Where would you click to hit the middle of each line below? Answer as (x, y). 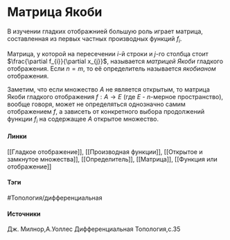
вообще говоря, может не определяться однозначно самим (96, 104)
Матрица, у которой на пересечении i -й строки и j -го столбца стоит (108, 53)
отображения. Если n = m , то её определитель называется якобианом (112, 68)
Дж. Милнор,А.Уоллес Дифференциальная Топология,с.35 (94, 229)
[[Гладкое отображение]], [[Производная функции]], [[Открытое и (105, 152)
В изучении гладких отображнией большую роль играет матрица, (105, 31)
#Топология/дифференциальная (55, 198)
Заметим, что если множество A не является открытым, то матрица (108, 89)
